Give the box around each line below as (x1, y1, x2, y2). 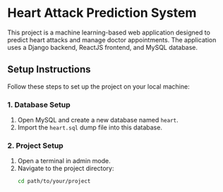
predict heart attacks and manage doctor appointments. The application (7, 35, 217, 44)
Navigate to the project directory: (17, 164, 114, 173)
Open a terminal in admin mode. (17, 157, 111, 165)
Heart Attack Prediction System (7, 5, 197, 21)
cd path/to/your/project (17, 178, 91, 185)
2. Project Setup (7, 141, 64, 151)
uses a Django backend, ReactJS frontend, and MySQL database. (7, 43, 198, 51)
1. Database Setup (7, 100, 71, 110)
